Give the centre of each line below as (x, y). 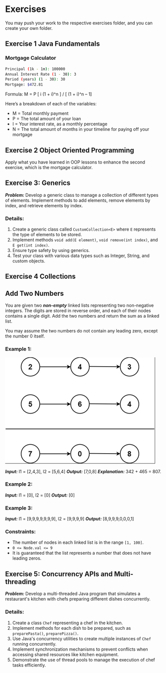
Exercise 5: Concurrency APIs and (59, 574)
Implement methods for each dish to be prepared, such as (72, 628)
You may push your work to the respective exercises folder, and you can (79, 23)
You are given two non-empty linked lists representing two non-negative (80, 305)
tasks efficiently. (29, 665)
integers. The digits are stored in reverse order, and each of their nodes (78, 311)
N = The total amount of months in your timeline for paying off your (81, 129)
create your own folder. (29, 28)
